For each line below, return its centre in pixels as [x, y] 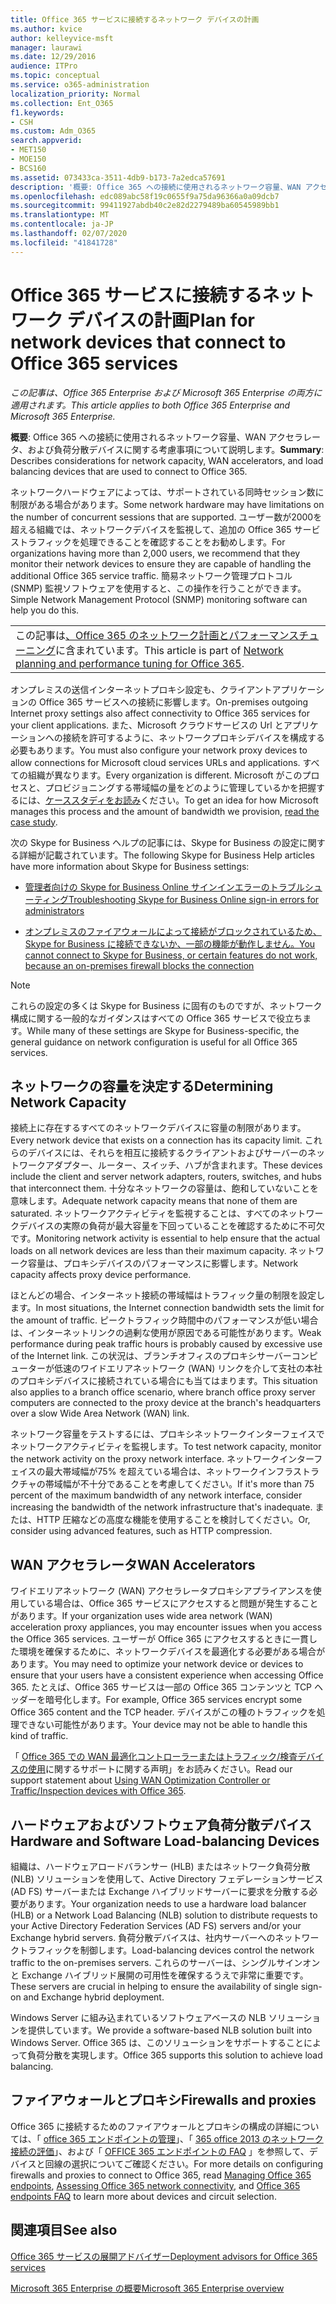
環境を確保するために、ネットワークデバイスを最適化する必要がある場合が [172, 1652]
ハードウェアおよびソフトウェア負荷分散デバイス [161, 1824]
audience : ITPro [44, 66]
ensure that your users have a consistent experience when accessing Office [167, 1675]
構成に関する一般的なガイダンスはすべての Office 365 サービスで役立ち [156, 1018]
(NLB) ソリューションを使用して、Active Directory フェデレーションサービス [167, 1879]
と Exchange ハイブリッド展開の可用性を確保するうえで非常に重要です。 [159, 1975]
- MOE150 [28, 159]
